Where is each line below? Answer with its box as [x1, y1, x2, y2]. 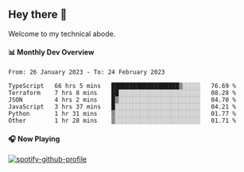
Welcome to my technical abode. [8, 29, 116, 38]
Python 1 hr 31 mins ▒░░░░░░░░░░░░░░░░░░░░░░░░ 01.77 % [8, 110, 237, 118]
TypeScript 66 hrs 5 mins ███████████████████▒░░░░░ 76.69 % [8, 82, 237, 90]
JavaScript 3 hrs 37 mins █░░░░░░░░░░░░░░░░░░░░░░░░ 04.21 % [8, 103, 237, 111]
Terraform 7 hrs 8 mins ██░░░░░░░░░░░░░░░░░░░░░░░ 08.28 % [8, 89, 237, 97]
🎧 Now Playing [8, 134, 60, 143]
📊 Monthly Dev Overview [8, 48, 95, 57]
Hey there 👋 [8, 8, 68, 21]
